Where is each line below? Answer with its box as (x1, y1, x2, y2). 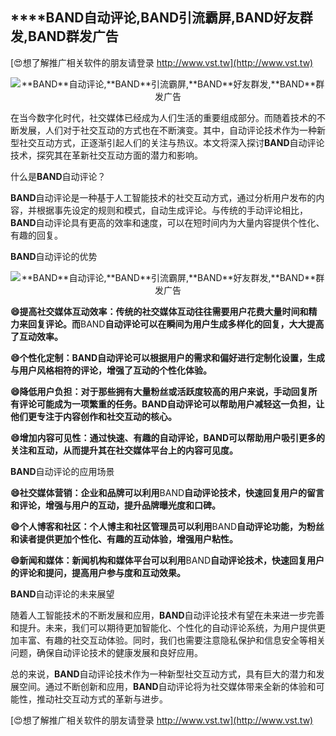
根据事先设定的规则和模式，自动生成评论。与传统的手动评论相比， (36, 204, 308, 216)
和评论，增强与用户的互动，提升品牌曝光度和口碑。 (10, 499, 221, 511)
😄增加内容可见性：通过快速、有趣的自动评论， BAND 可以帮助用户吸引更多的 (10, 431, 326, 443)
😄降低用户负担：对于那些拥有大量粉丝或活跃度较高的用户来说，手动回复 (10, 385, 309, 397)
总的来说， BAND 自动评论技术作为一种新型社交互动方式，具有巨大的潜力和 (10, 668, 317, 680)
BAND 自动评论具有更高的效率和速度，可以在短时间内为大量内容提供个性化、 (10, 216, 325, 228)
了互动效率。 (10, 330, 63, 342)
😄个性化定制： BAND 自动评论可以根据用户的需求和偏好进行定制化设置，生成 (10, 351, 326, 363)
